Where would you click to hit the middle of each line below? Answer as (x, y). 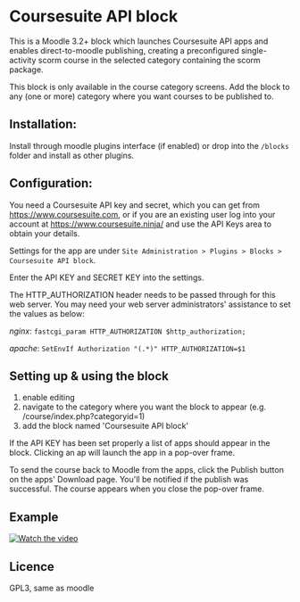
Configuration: (51, 183)
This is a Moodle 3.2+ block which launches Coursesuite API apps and (139, 41)
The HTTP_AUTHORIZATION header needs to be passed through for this (142, 294)
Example (34, 517)
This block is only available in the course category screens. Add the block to (150, 87)
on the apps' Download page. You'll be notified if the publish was (129, 480)
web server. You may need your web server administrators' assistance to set (150, 304)
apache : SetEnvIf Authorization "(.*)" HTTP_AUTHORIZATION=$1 (128, 348)
